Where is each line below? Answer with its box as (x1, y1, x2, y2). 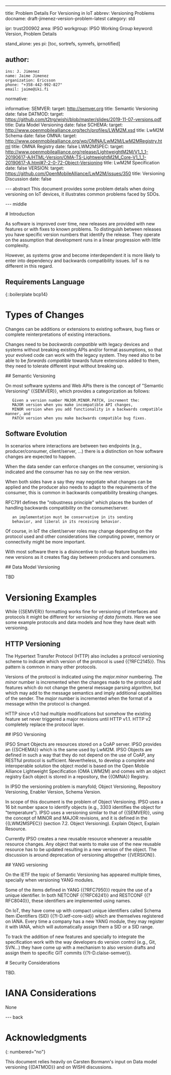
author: (5, 55, 30, 64)
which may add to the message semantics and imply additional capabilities (5, 690, 162, 696)
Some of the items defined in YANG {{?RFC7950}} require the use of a (5, 887, 153, 893)
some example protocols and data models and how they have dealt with (5, 619, 156, 626)
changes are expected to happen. (5, 454, 76, 460)
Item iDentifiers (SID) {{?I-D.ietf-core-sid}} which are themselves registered (5, 913, 164, 919)
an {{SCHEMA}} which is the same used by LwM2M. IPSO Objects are (5, 747, 152, 753)
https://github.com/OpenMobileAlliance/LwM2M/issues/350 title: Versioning (5, 170, 165, 176)
